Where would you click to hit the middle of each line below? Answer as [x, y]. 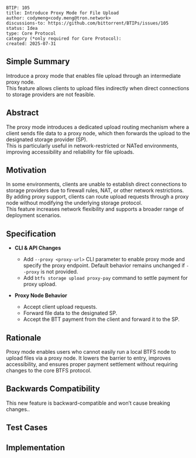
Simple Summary [38, 62]
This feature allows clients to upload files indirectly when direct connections [98, 88]
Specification [31, 234]
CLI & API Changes [38, 248]
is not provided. [59, 272]
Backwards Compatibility [53, 389]
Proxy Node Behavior [41, 296]
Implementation [36, 447]
